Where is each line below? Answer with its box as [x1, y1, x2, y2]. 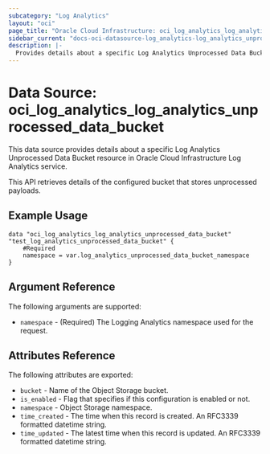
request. [19, 325, 48, 335]
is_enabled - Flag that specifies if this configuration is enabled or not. [19, 395, 251, 404]
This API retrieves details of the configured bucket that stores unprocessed [8, 177, 257, 186]
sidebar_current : [8, 34, 67, 43]
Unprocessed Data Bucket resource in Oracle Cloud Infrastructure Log [8, 153, 242, 162]
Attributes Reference [8, 349, 116, 362]
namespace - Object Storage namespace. [19, 403, 153, 412]
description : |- [8, 42, 63, 50]
